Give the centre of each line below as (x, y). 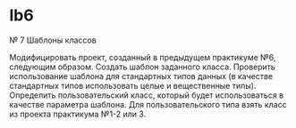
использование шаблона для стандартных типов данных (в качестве (141, 76)
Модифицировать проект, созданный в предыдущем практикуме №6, (143, 57)
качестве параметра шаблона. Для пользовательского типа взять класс (148, 104)
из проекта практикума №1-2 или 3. (78, 114)
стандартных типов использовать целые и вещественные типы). (133, 85)
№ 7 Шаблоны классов (53, 40)
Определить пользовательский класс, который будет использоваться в (147, 95)
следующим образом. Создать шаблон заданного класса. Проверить (142, 67)
